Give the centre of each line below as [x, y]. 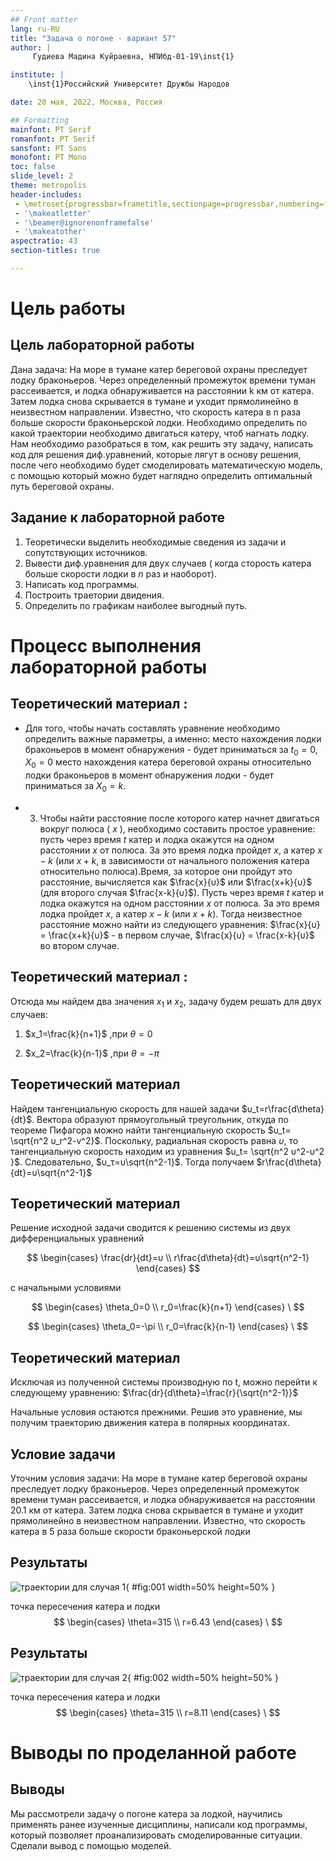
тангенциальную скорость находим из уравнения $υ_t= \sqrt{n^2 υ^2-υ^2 [167, 1151]
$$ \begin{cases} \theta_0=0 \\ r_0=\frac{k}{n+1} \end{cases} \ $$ [168, 1307]
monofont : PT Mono [48, 157]
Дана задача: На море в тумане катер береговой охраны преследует [159, 369]
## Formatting [40, 120]
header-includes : [46, 194]
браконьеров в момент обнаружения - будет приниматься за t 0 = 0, [171, 750]
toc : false [33, 167]
